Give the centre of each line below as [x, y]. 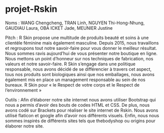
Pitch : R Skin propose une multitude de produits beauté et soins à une [77, 38]
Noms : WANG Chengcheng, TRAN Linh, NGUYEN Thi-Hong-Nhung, [75, 23]
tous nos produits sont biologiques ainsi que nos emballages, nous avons [80, 74]
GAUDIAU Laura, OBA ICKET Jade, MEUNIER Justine [59, 28]
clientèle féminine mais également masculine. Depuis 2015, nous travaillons [82, 43]
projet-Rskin [31, 9]
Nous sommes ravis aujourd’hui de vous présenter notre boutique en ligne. [81, 53]
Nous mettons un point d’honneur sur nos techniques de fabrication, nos [79, 58]
